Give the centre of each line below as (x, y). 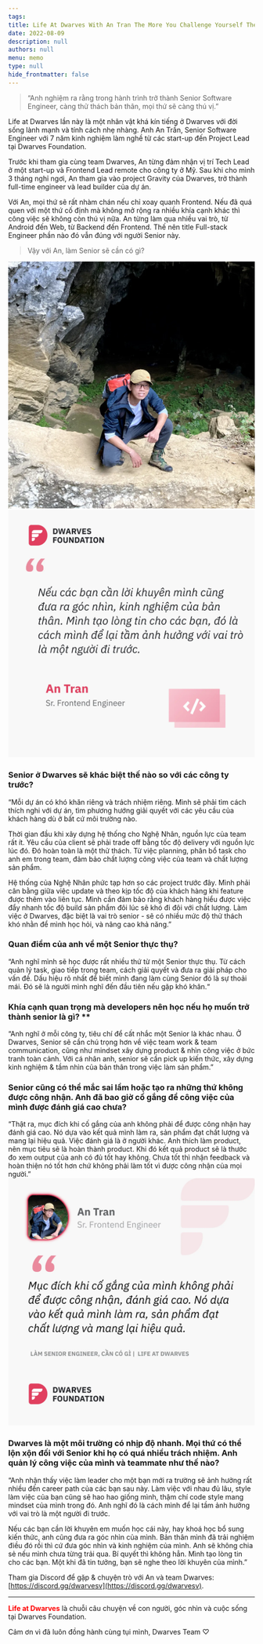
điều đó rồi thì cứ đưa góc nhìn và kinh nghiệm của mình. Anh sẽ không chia (131, 1545)
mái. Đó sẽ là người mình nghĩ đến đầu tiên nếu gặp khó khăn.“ (109, 986)
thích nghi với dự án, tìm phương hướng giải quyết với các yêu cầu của (121, 810)
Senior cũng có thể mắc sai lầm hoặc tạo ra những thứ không (126, 1087)
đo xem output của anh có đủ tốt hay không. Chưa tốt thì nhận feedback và (129, 1157)
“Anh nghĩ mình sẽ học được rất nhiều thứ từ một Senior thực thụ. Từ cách (127, 961)
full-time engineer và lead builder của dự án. (79, 186)
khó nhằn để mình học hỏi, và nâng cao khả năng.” (90, 924)
